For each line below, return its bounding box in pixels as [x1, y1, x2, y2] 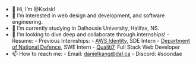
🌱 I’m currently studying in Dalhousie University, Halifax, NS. [11, 24, 160, 31]
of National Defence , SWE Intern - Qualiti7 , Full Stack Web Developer [11, 43, 180, 51]
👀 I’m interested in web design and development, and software [11, 12, 165, 19]
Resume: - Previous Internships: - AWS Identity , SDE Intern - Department [11, 37, 190, 44]
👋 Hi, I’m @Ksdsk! [11, 6, 55, 12]
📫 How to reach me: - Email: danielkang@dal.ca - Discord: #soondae [11, 51, 182, 57]
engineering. [11, 18, 43, 25]
